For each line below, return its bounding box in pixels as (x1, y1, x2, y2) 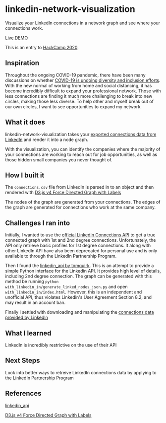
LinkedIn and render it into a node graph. (5, 137, 88, 142)
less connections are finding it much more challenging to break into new (5, 93, 153, 99)
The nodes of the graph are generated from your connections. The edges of (5, 199, 161, 205)
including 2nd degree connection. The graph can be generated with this (5, 273, 152, 279)
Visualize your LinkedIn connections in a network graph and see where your (5, 20, 160, 26)
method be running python (5, 279, 59, 284)
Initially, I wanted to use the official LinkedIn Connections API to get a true (5, 232, 156, 238)
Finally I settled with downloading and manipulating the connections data (5, 309, 154, 315)
